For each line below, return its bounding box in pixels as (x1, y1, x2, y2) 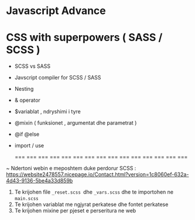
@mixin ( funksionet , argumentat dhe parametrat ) (14, 119, 137, 126)
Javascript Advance (6, 4, 107, 18)
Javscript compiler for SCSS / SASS (14, 74, 101, 81)
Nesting (14, 85, 34, 92)
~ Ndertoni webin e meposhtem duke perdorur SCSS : (6, 165, 136, 172)
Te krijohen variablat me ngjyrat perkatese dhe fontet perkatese (14, 201, 169, 208)
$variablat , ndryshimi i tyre (14, 108, 81, 115)
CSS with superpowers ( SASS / (6, 31, 163, 44)
